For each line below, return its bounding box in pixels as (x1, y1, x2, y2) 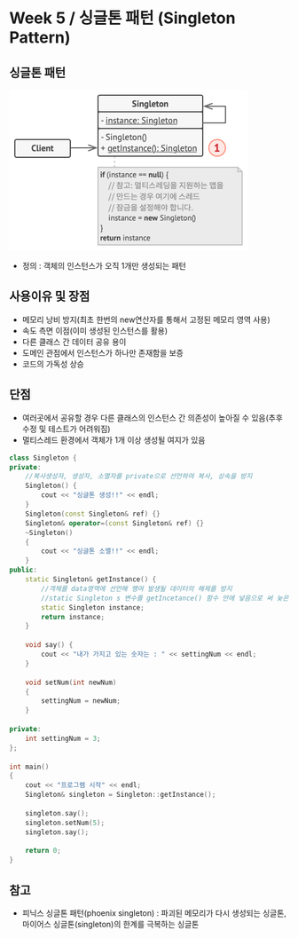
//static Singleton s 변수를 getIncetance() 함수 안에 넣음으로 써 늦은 (41, 594, 289, 603)
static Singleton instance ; (41, 603, 145, 612)
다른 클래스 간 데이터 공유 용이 (21, 336, 127, 347)
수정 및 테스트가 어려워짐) (21, 423, 111, 434)
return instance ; (41, 612, 105, 621)
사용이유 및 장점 (9, 289, 90, 304)
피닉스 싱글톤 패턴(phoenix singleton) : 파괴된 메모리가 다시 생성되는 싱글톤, (21, 907, 286, 918)
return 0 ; (25, 847, 62, 855)
